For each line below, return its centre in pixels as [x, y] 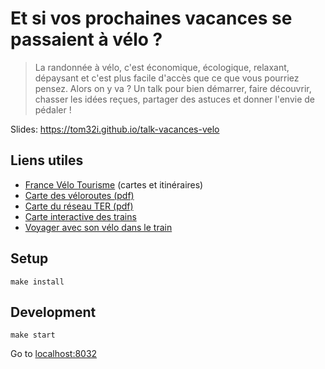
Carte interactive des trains [80, 216]
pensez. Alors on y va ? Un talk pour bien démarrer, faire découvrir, [173, 88]
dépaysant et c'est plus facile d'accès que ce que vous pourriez [167, 78]
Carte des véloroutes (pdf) [79, 195]
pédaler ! [53, 109]
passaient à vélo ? [86, 39]
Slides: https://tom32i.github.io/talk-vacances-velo [115, 129]
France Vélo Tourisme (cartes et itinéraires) [114, 184]
